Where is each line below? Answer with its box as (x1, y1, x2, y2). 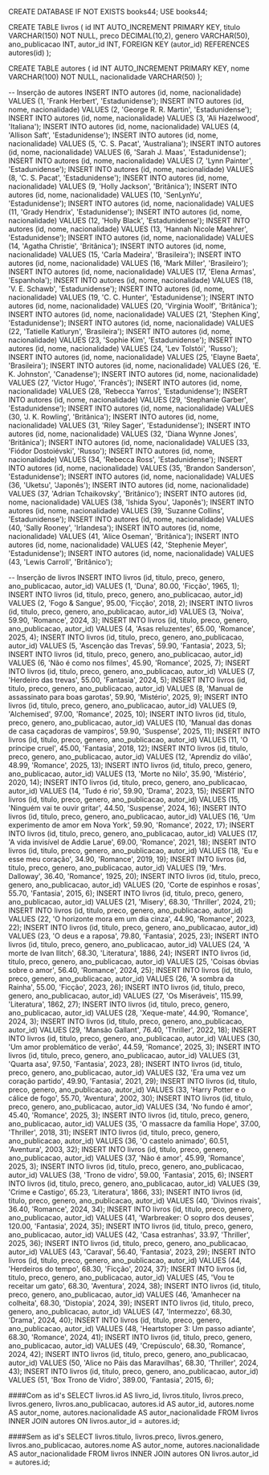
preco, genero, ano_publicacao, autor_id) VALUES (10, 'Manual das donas (8, 718, 252, 727)
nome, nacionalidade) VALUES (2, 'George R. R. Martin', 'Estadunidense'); (8, 104, 252, 114)
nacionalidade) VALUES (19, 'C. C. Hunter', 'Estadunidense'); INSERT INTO (8, 292, 255, 302)
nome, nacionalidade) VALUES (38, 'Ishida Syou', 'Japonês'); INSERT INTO (8, 497, 255, 507)
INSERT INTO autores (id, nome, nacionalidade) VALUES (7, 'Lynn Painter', (8, 156, 253, 165)
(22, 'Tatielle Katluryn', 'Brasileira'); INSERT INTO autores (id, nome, (8, 327, 233, 336)
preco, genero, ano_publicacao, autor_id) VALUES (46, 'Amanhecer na (8, 1289, 241, 1299)
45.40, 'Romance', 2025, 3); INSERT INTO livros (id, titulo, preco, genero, (8, 1110, 251, 1120)
